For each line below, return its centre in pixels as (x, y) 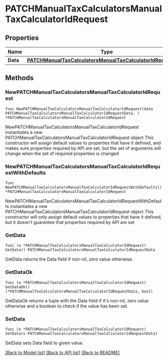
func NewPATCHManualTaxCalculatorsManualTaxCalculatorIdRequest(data (79, 109)
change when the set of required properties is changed (62, 153)
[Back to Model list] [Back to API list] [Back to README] (62, 352)
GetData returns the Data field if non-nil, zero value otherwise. (69, 259)
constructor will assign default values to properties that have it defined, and (83, 142)
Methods (19, 78)
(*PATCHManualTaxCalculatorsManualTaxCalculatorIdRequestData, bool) (79, 291)
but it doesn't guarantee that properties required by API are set (70, 222)
